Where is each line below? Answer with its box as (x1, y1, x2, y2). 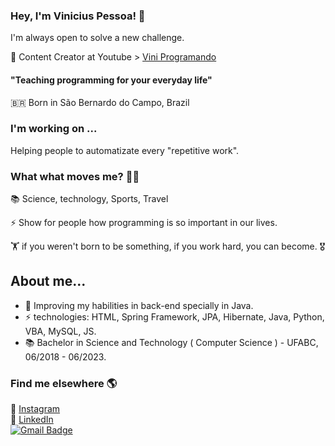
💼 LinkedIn (10, 414, 54, 426)
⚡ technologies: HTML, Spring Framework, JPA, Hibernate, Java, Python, (24, 310, 325, 323)
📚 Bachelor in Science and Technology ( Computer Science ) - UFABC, (24, 336, 319, 348)
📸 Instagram (10, 403, 61, 415)
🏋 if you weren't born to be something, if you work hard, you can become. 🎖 (10, 240, 326, 253)
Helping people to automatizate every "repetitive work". (10, 144, 240, 156)
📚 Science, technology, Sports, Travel (10, 193, 169, 205)
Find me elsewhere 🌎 (10, 376, 118, 390)
